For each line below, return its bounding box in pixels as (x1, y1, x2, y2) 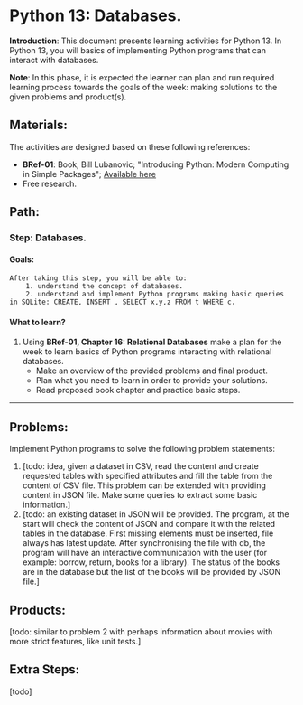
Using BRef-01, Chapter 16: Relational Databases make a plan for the (22, 336, 282, 348)
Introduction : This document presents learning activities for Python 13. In (9, 35, 282, 46)
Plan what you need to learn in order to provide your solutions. (35, 375, 268, 386)
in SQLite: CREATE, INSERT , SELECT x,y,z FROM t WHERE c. (9, 297, 236, 307)
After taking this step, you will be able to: (9, 274, 188, 283)
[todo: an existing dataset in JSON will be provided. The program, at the (22, 509, 289, 520)
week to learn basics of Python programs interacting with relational (22, 346, 272, 357)
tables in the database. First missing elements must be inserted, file (22, 528, 274, 539)
